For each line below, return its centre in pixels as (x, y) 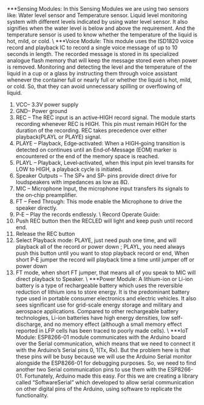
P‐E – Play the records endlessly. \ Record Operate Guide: (88, 214)
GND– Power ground (41, 111)
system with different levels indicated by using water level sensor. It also (97, 22)
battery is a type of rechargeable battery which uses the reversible (99, 286)
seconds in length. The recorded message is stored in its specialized (93, 54)
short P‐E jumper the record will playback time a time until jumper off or (105, 260)
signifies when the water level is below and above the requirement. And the (101, 28)
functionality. (32, 395)
